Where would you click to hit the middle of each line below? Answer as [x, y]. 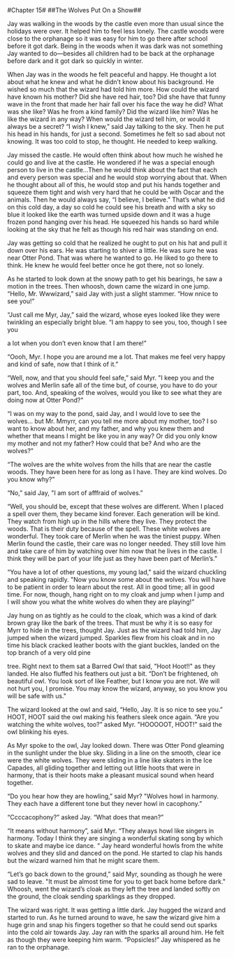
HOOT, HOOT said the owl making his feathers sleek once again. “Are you [113, 717]
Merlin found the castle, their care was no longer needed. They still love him [117, 543]
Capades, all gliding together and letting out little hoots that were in [104, 768]
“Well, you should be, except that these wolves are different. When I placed [115, 506]
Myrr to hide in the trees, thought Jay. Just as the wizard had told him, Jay [114, 630]
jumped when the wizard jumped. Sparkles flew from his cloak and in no [111, 638]
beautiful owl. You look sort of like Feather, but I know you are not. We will [114, 681]
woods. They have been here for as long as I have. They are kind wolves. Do [117, 472]
